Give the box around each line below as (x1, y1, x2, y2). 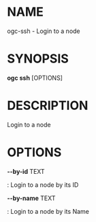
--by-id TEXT (7, 167, 46, 175)
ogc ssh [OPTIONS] (7, 74, 63, 82)
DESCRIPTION (7, 98, 89, 113)
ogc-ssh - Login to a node (7, 27, 80, 35)
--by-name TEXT (7, 194, 56, 202)
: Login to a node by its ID (7, 180, 79, 189)
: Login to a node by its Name (7, 207, 90, 215)
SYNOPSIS (7, 51, 69, 67)
